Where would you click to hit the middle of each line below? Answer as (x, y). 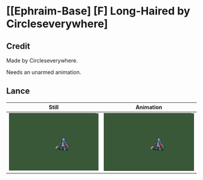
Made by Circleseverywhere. (42, 61)
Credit (18, 46)
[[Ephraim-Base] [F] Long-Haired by (98, 11)
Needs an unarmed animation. (44, 72)
